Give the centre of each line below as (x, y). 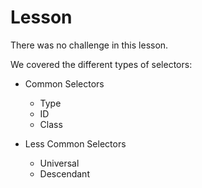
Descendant (64, 173)
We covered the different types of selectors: (101, 64)
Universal (59, 163)
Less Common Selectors (75, 143)
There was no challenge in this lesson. (89, 45)
